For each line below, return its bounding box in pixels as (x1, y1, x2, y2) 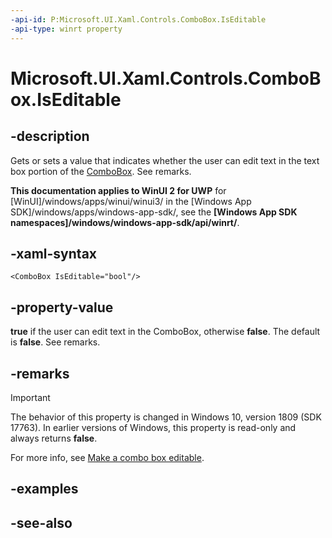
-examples (10, 481, 79, 498)
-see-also (10, 514, 73, 531)
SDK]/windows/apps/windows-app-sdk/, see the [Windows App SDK (10, 206, 298, 218)
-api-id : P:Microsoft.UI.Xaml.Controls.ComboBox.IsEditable (10, 14, 267, 25)
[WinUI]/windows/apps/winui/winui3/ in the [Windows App (10, 195, 252, 207)
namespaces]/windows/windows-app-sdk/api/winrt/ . (10, 216, 240, 228)
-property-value (10, 299, 114, 316)
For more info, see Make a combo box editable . (10, 451, 205, 463)
